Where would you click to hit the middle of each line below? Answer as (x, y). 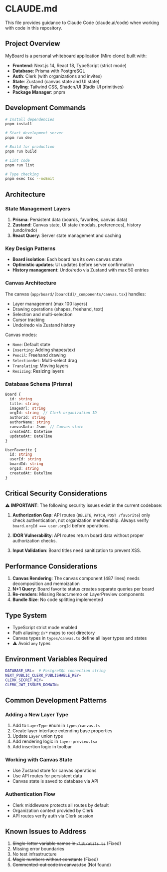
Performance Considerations (51, 566)
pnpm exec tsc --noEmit (30, 179)
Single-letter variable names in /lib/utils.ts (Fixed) (67, 843)
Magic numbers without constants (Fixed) (55, 859)
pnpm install (19, 124)
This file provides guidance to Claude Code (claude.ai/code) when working (82, 23)
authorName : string (30, 422)
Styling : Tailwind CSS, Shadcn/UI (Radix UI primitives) (68, 87)
